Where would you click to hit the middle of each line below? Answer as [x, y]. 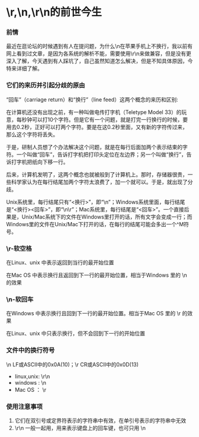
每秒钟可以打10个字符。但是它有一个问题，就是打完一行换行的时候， [99, 119]
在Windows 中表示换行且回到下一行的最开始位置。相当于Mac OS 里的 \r [94, 313]
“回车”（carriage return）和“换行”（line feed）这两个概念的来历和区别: [92, 99]
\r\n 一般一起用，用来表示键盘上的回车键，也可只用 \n [80, 427]
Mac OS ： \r [31, 389]
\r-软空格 [19, 248]
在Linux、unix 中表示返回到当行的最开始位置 [60, 262]
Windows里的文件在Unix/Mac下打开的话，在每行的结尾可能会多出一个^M [95, 224]
